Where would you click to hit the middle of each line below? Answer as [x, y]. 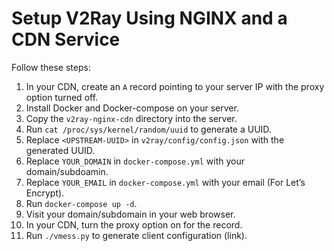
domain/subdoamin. [67, 171]
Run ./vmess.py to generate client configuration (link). [136, 235]
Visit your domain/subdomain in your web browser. [130, 214]
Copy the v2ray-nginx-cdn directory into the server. [131, 118]
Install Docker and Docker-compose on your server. [132, 108]
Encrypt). [45, 193]
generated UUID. [60, 150]
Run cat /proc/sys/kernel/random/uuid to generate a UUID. [148, 129]
